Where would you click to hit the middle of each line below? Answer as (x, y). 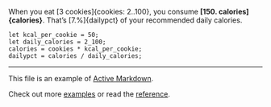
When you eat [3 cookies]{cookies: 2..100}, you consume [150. (113, 12)
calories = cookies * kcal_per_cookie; (75, 49)
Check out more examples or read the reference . (90, 94)
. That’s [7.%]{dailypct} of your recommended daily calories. (142, 20)
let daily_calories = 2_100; (57, 42)
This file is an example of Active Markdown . (81, 78)
